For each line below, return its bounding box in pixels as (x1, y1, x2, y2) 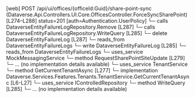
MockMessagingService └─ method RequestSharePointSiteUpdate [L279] (6, 55, 185, 61)
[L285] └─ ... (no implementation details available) (6, 86, 127, 92)
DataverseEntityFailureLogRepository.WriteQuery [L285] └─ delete (6, 30, 167, 37)
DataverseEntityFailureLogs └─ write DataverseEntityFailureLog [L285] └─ (6, 42, 186, 49)
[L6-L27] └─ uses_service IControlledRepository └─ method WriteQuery (10, 79, 186, 86)
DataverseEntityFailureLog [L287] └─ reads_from (6, 36, 125, 43)
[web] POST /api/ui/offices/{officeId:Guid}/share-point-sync (6, 5, 152, 12)
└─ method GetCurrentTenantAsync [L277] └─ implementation (6, 67, 159, 73)
